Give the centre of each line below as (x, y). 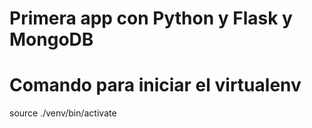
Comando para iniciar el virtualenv (155, 85)
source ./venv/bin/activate (63, 113)
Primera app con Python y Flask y (151, 18)
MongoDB (51, 39)
